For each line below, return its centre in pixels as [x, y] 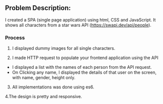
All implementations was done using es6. [53, 87]
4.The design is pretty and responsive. [44, 97]
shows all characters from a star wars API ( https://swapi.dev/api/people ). [78, 25]
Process [15, 38]
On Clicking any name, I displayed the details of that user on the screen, [84, 72]
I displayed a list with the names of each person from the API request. [82, 67]
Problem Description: [38, 8]
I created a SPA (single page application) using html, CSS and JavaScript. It [81, 20]
